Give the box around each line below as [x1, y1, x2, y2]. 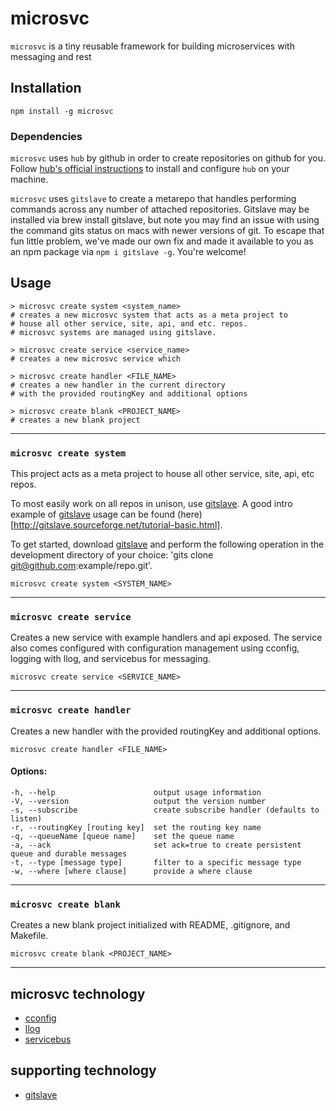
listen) [10, 813, 43, 824]
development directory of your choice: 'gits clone [10, 549, 214, 561]
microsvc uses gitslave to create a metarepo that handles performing [10, 193, 297, 205]
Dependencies [10, 129, 83, 143]
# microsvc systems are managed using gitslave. [10, 327, 217, 337]
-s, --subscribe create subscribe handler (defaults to [10, 805, 320, 815]
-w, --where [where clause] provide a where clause [10, 866, 253, 876]
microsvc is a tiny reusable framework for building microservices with [10, 40, 295, 52]
